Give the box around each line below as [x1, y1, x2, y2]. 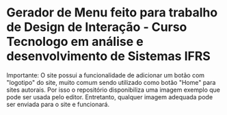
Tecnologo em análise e [6, 34, 144, 49]
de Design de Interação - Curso [6, 19, 187, 35]
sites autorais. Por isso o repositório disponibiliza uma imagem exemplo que [6, 86, 220, 94]
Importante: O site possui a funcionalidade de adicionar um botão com [6, 71, 205, 79]
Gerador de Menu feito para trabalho [6, 5, 218, 21]
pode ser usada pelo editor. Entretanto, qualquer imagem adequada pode [6, 92, 213, 101]
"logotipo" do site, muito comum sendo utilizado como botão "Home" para [6, 78, 216, 86]
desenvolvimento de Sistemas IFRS [6, 49, 211, 64]
